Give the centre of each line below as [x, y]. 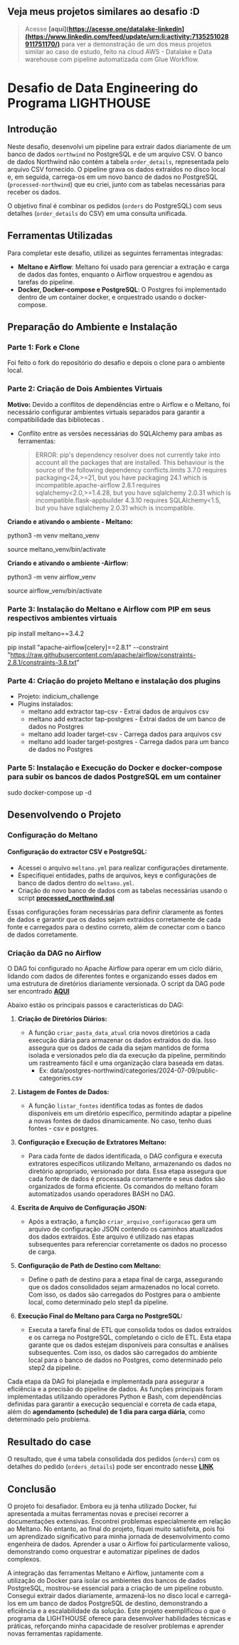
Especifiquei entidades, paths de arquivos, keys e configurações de [117, 875]
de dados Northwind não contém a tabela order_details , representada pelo [118, 161]
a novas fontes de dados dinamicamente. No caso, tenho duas [120, 1121]
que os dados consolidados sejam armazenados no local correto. [124, 1287]
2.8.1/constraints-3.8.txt [42, 662]
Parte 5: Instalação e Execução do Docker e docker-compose [115, 768]
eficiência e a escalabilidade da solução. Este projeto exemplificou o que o [117, 1611]
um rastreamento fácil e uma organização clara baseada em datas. [126, 1063]
